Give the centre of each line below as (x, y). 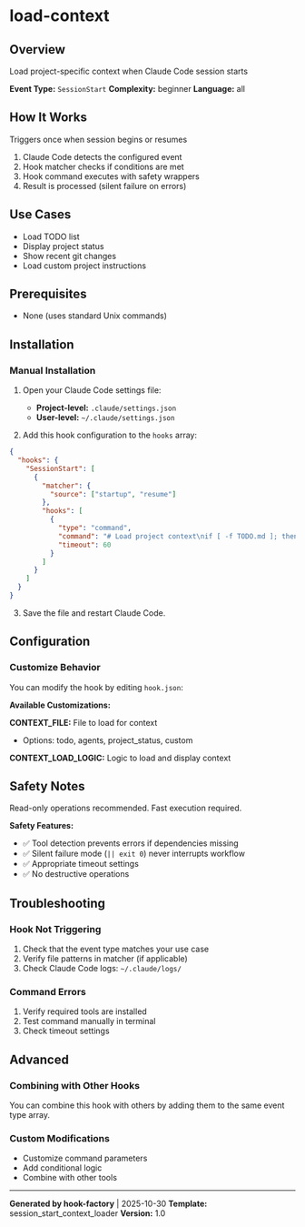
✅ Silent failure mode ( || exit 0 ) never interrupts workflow (133, 854)
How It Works (49, 118)
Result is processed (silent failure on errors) (104, 186)
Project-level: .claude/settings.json (106, 408)
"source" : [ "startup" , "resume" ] (113, 494)
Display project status (63, 246)
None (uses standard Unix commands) (95, 316)
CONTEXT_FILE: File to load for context (84, 722)
